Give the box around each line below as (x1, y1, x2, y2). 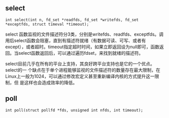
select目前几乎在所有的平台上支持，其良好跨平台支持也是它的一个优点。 (5, 60, 155, 67)
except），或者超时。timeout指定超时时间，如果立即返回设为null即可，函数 (5, 44, 160, 50)
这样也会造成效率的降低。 (24, 79, 77, 85)
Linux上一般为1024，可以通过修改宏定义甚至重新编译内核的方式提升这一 (5, 73, 155, 79)
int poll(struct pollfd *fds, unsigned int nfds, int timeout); (5, 107, 143, 112)
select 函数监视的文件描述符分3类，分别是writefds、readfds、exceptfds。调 (5, 31, 164, 37)
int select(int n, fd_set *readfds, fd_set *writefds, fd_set (5, 17, 139, 22)
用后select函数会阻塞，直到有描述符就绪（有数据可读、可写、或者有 (5, 37, 146, 43)
